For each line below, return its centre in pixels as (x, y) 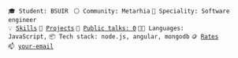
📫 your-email (31, 46)
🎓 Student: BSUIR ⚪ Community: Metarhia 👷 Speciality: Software (119, 11)
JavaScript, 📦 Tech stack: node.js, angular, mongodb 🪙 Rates (113, 37)
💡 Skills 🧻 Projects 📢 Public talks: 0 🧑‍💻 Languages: (96, 28)
